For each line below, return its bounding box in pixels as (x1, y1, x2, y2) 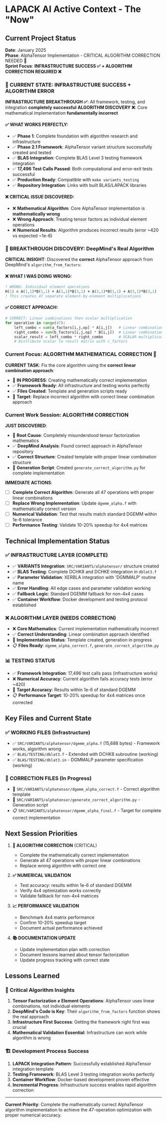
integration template (12, 1066, 54, 1072)
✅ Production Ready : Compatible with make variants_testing (12, 176, 139, 182)
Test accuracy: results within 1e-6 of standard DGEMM (19, 882, 132, 888)
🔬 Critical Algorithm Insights (5, 986, 75, 993)
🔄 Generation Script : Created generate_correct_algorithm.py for (12, 464, 146, 470)
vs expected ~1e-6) (12, 233, 53, 239)
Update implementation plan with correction (19, 947, 110, 953)
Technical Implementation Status (5, 537, 110, 545)
